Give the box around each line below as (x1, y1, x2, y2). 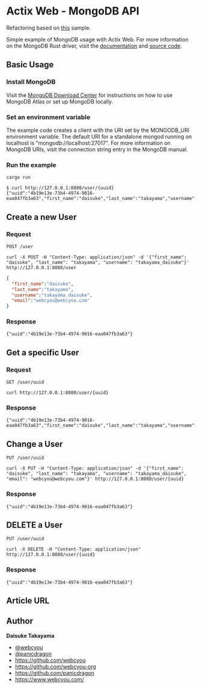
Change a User (6, 438, 63, 449)
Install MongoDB (6, 78, 56, 86)
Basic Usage (6, 60, 54, 70)
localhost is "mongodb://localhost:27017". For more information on (6, 139, 171, 146)
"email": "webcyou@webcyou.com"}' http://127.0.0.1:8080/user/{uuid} (6, 476, 185, 482)
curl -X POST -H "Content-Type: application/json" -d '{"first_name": (6, 254, 187, 260)
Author (6, 616, 33, 626)
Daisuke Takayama (6, 632, 55, 639)
